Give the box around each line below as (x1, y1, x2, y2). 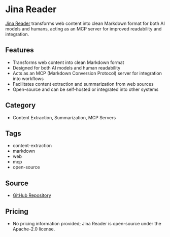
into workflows (12, 75, 44, 82)
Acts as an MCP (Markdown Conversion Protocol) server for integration (12, 70, 162, 76)
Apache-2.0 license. (12, 226, 55, 232)
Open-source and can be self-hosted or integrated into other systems (12, 86, 159, 92)
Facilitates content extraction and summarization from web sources (12, 81, 154, 87)
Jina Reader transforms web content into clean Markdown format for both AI (5, 20, 165, 26)
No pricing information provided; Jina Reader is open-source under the (12, 221, 161, 226)
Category (5, 101, 36, 110)
